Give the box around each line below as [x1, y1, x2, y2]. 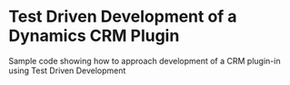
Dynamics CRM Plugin [8, 25, 180, 46]
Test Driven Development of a [8, 6, 237, 27]
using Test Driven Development [8, 65, 126, 76]
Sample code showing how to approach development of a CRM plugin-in [8, 55, 281, 66]
